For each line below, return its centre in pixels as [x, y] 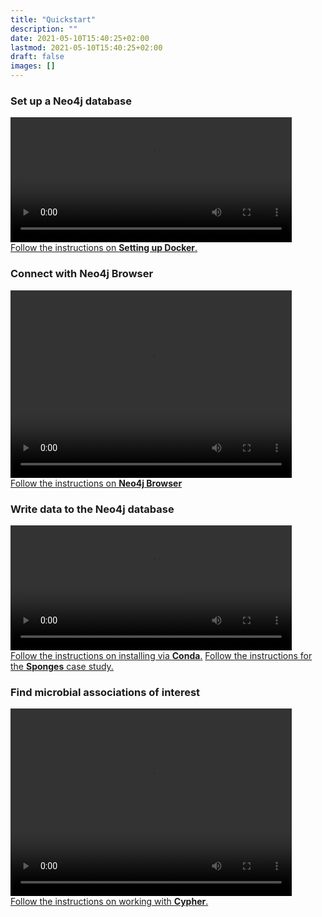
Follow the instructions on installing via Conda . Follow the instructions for [161, 655]
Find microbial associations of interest [105, 692]
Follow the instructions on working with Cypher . [109, 902]
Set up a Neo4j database [71, 101]
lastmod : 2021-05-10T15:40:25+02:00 [86, 47]
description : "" [44, 29]
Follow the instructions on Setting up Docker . [104, 248]
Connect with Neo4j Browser [82, 274]
